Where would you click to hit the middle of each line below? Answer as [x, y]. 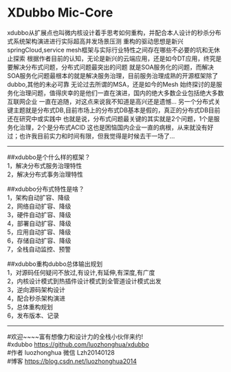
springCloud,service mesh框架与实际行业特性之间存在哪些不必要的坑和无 [111, 50]
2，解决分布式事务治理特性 [45, 174]
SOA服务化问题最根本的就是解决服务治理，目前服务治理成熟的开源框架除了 [113, 75]
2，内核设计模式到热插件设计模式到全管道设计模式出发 [84, 281]
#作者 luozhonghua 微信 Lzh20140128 [61, 352]
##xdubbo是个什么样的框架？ [49, 157]
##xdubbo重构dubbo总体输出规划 [55, 264]
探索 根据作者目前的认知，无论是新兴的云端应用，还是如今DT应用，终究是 [117, 58]
